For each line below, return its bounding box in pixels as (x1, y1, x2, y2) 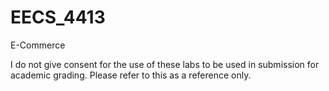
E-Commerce (10, 39, 66, 51)
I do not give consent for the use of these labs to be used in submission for (10, 58, 320, 70)
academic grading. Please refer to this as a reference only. (10, 69, 252, 81)
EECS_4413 (10, 6, 106, 29)
